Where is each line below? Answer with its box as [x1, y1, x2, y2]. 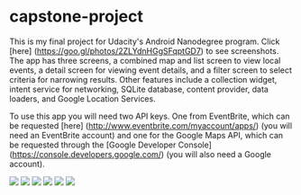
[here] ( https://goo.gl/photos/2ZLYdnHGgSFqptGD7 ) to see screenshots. [9, 45, 279, 56]
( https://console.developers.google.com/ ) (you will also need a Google [9, 148, 272, 159]
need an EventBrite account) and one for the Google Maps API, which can [9, 129, 284, 140]
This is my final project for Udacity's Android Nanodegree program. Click [9, 36, 280, 47]
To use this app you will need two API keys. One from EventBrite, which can [9, 111, 290, 121]
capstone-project [9, 6, 144, 27]
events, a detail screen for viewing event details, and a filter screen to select [9, 65, 293, 75]
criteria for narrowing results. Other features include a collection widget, [9, 74, 278, 84]
